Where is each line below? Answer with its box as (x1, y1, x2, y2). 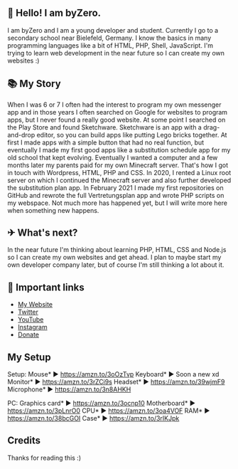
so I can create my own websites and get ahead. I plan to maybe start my (7, 253, 222, 262)
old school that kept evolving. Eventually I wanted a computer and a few (7, 153, 218, 162)
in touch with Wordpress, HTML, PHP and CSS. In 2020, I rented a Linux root (7, 168, 232, 176)
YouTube (17, 315, 44, 324)
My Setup (7, 351, 51, 363)
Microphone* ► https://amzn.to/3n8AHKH (7, 385, 131, 394)
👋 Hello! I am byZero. (7, 7, 102, 19)
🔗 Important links (7, 281, 85, 293)
